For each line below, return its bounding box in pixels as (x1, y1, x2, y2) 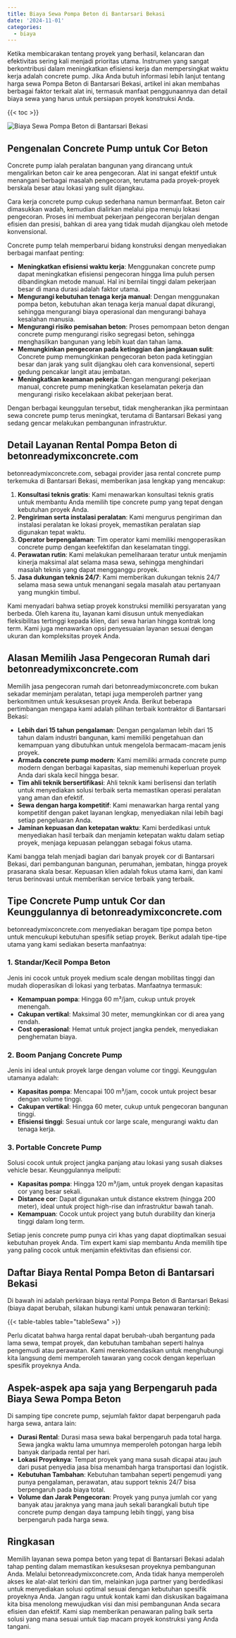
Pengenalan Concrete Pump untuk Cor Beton (7, 142, 209, 154)
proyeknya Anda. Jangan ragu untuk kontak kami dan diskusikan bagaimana (7, 1592, 229, 1601)
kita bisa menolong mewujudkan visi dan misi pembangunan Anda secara (7, 1599, 221, 1608)
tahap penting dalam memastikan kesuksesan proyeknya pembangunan (7, 1562, 216, 1570)
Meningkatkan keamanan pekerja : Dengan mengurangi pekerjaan (17, 375, 211, 384)
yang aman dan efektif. (17, 793, 85, 802)
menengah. (17, 1002, 51, 1011)
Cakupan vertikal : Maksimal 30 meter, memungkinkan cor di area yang (17, 1010, 225, 1018)
